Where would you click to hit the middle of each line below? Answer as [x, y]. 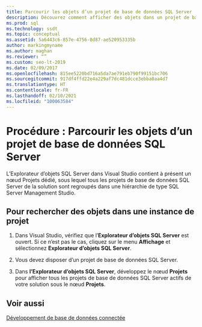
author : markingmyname [35, 46]
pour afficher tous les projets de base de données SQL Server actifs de [103, 278]
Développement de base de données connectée [66, 318]
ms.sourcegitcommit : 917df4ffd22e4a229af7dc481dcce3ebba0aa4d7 [87, 79]
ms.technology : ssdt [32, 29]
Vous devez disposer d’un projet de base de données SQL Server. [96, 260]
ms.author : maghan [29, 51]
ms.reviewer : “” [26, 57]
